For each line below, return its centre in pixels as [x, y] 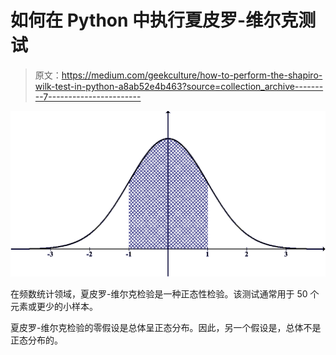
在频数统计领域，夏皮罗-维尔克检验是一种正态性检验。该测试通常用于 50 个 [165, 294]
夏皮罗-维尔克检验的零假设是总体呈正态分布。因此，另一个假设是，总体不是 [166, 328]
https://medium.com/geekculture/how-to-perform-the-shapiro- [192, 75]
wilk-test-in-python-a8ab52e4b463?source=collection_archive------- [179, 86]
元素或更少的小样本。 [54, 307]
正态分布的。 [36, 340]
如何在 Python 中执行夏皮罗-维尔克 [154, 20]
